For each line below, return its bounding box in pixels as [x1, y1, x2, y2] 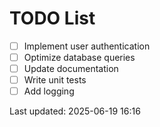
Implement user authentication [23, 40, 151, 52]
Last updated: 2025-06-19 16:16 [9, 105, 141, 117]
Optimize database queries [23, 52, 136, 63]
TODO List [9, 7, 96, 30]
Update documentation [23, 63, 119, 75]
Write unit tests [23, 74, 87, 86]
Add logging [23, 85, 75, 97]
